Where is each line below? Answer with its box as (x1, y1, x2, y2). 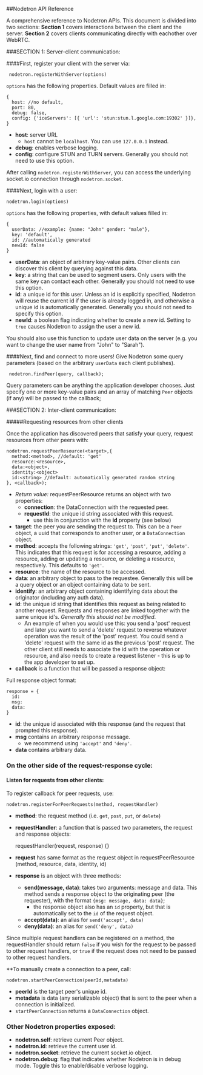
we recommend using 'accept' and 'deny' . (24, 740, 132, 746)
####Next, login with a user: (6, 187, 78, 194)
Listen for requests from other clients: (6, 776, 104, 783)
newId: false (12, 242, 45, 248)
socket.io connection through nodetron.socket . (6, 176, 124, 182)
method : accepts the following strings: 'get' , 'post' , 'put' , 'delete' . (15, 542, 190, 549)
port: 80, (12, 104, 36, 111)
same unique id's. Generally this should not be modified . (15, 613, 156, 620)
